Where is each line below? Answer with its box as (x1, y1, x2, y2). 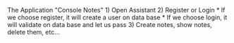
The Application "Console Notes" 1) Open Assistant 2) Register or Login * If (7, 6, 226, 14)
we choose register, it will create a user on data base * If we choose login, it (7, 13, 228, 21)
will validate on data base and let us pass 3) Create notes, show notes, (7, 21, 213, 28)
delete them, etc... (7, 28, 60, 36)
